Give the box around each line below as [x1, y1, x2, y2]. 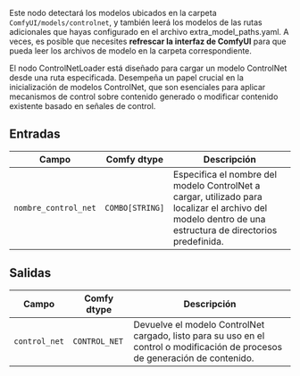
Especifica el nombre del [172, 168, 278, 180]
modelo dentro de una [172, 213, 266, 225]
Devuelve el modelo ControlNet [133, 318, 265, 330]
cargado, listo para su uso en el [133, 330, 265, 342]
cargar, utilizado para [172, 190, 262, 203]
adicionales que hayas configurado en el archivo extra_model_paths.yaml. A [9, 27, 289, 37]
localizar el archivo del [172, 201, 268, 213]
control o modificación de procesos [133, 340, 283, 353]
